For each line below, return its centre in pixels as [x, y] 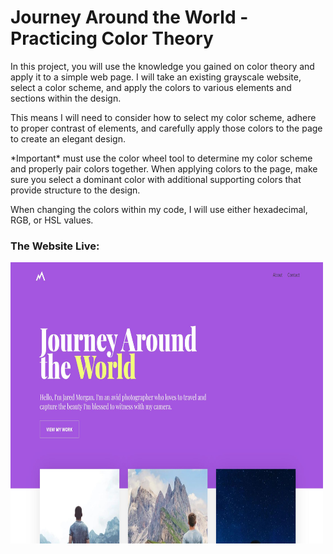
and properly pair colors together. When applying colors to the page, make [164, 168]
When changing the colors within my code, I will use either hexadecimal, [159, 209]
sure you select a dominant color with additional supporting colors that [156, 179]
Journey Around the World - [129, 17]
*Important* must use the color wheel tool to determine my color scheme [161, 158]
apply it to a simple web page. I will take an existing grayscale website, [156, 77]
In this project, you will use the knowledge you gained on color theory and [162, 66]
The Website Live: [55, 246]
